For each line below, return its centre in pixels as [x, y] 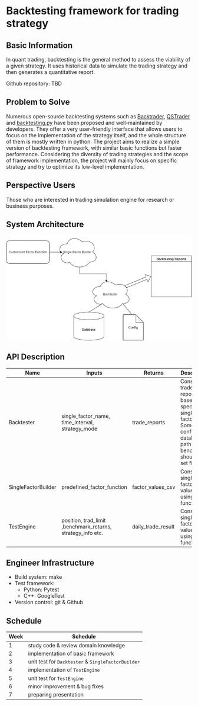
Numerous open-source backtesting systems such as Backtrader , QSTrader [98, 116]
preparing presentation [56, 695]
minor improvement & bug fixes [66, 686]
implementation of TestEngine [64, 670]
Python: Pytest [41, 589]
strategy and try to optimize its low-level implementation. [75, 166]
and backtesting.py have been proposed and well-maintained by [84, 122]
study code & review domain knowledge [77, 645]
